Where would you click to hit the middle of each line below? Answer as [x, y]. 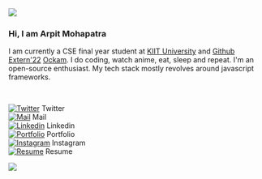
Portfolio [61, 134]
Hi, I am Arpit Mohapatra [58, 33]
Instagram [69, 143]
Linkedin [61, 126]
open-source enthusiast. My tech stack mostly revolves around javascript [131, 69]
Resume [59, 151]
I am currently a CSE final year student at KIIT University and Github [122, 51]
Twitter [53, 109]
